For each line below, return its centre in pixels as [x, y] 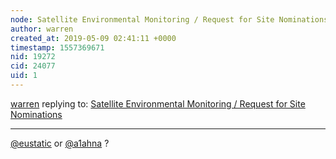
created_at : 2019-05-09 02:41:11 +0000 [93, 38]
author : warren [42, 29]
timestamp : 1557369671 [57, 47]
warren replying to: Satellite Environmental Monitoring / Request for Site [158, 103]
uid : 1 [24, 76]
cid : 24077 [33, 66]
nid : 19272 [33, 57]
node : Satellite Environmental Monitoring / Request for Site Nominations [169, 19]
